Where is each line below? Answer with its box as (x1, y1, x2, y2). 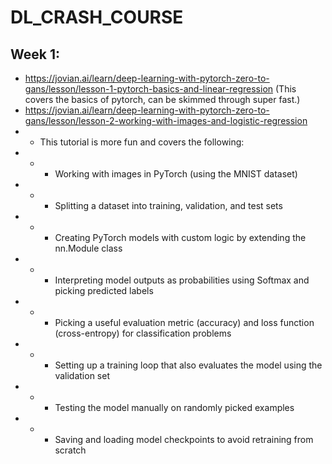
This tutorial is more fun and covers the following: (39, 136, 245, 148)
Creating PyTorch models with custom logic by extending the (54, 232, 307, 243)
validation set (54, 370, 110, 381)
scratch (54, 444, 87, 456)
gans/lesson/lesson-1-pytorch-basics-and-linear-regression (24, 83, 274, 95)
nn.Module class (54, 242, 123, 254)
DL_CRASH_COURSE (10, 6, 184, 29)
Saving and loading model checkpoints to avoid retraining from (54, 434, 314, 445)
